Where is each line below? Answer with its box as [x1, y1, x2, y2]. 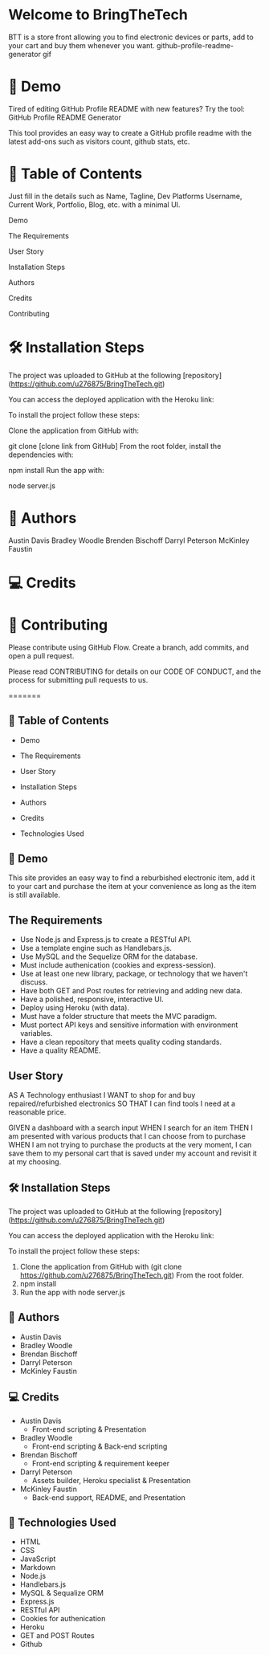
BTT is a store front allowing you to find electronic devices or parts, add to [8, 32, 255, 42]
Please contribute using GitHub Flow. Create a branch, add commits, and [8, 642, 249, 652]
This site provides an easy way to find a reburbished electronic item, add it [8, 873, 255, 883]
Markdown [19, 1563, 56, 1572]
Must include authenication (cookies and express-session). [19, 960, 216, 970]
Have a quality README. [19, 1046, 101, 1055]
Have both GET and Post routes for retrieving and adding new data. [19, 986, 243, 996]
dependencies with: [8, 450, 74, 459]
